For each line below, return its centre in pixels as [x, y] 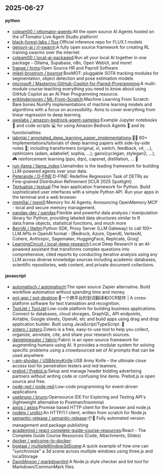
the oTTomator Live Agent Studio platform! [55, 37]
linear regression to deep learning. [47, 115]
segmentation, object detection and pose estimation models [73, 78]
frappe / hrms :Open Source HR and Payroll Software [65, 68]
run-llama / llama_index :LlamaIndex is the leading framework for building [85, 166]
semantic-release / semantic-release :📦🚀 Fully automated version [79, 418]
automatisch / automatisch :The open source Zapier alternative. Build [81, 286]
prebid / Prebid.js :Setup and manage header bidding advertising [77, 371]
